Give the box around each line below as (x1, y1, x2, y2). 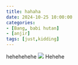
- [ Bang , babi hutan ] (6, 25, 60, 31)
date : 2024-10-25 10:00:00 (6, 14, 73, 20)
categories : (6, 19, 35, 25)
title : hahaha (6, 8, 41, 15)
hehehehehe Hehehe (6, 53, 65, 60)
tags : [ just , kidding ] (6, 36, 60, 42)
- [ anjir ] (6, 31, 31, 37)
